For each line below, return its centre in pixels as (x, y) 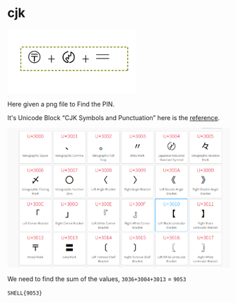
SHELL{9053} (25, 293)
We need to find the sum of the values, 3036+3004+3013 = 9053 (97, 279)
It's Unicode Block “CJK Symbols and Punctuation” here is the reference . (114, 117)
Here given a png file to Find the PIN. (61, 104)
